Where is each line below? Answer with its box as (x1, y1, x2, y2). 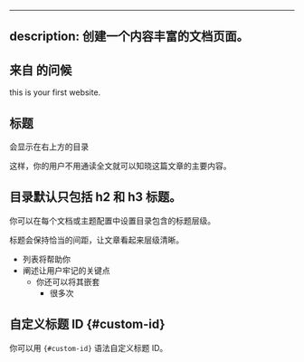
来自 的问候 (9, 62, 72, 78)
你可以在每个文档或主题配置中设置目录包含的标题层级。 (9, 214, 215, 226)
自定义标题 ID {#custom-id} (9, 317, 166, 332)
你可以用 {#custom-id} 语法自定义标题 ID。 (9, 342, 168, 353)
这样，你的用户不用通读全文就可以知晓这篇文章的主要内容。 (9, 160, 232, 172)
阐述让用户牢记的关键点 (22, 264, 110, 276)
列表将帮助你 (22, 253, 71, 264)
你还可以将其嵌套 (35, 276, 100, 287)
